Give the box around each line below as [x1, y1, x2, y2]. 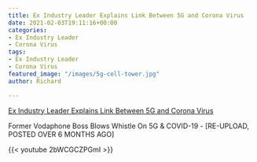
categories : [8, 26, 47, 34]
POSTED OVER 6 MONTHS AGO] [8, 129, 115, 138]
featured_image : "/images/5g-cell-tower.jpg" [8, 70, 160, 78]
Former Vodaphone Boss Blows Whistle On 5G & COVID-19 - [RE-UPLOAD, [8, 121, 250, 131]
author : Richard [8, 77, 61, 85]
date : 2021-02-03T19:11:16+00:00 [8, 19, 118, 27]
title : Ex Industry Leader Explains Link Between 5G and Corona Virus [8, 11, 244, 20]
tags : [8, 48, 26, 56]
